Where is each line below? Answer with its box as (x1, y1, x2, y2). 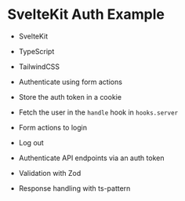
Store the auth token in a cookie (18, 92, 122, 101)
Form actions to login (18, 122, 88, 132)
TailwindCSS (18, 61, 60, 71)
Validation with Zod (18, 168, 82, 177)
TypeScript (18, 46, 55, 56)
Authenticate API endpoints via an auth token (18, 153, 165, 163)
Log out (18, 137, 44, 147)
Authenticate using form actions (18, 77, 123, 86)
